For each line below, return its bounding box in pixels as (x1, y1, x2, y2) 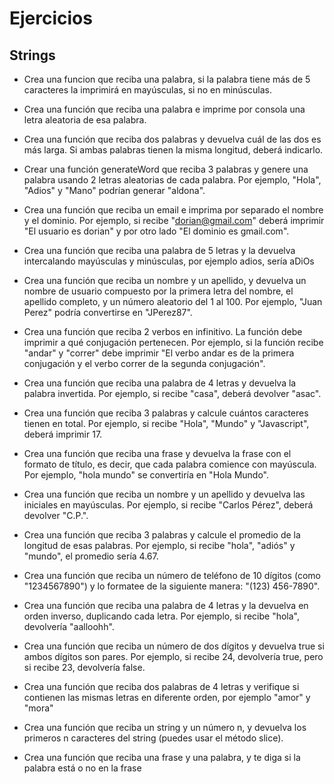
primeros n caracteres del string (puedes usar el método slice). (23, 732, 284, 744)
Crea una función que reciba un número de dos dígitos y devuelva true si (23, 640, 325, 652)
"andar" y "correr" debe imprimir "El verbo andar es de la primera (23, 347, 295, 359)
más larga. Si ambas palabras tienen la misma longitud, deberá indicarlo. (23, 144, 324, 156)
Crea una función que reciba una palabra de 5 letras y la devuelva (23, 245, 296, 256)
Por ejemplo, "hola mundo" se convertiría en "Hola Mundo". (23, 469, 269, 481)
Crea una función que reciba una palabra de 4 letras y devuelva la (23, 377, 297, 389)
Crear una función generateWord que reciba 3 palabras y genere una (23, 163, 309, 175)
